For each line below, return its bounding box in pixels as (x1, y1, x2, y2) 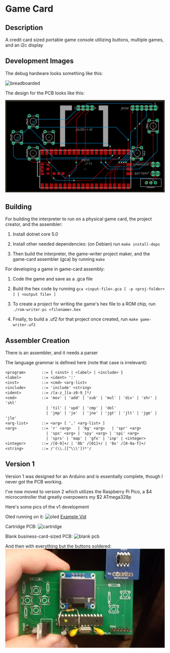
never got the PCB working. (5, 478, 63, 485)
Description (5, 23, 43, 32)
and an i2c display (5, 42, 44, 48)
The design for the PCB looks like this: (5, 90, 85, 96)
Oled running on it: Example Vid (5, 513, 87, 520)
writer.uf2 (12, 323, 36, 328)
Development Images (5, 57, 74, 65)
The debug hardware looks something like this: (5, 70, 103, 76)
